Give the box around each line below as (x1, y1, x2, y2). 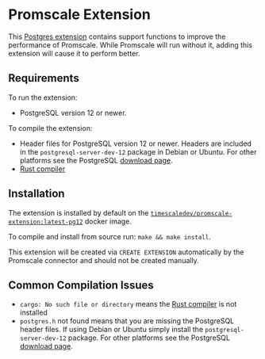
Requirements (8, 71, 79, 85)
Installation (8, 187, 65, 201)
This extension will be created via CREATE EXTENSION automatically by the (8, 247, 244, 257)
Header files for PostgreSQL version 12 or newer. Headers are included (19, 139, 252, 148)
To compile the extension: (8, 123, 93, 132)
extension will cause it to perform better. (8, 48, 140, 58)
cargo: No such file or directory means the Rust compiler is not (19, 300, 237, 309)
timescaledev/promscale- (150, 209, 232, 217)
